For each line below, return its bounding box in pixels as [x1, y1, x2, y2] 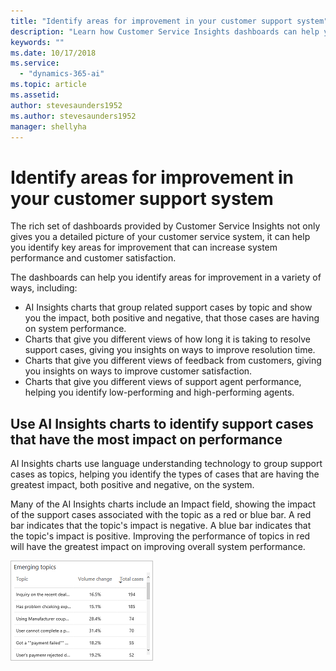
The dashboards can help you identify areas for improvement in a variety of [10, 271, 322, 284]
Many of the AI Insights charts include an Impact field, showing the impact [10, 498, 317, 510]
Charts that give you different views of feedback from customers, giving [24, 355, 322, 367]
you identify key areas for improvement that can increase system [10, 241, 278, 254]
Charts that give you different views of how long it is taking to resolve [24, 333, 311, 345]
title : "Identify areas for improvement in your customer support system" [10, 16, 329, 26]
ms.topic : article [10, 80, 87, 90]
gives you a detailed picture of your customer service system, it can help [10, 231, 311, 243]
